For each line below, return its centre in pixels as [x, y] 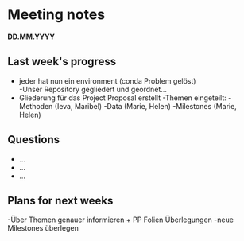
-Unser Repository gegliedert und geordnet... [93, 89]
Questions [34, 140]
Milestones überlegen [43, 228]
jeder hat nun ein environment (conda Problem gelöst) [107, 80]
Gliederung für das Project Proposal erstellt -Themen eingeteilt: [123, 98]
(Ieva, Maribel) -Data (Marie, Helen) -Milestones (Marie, [146, 106]
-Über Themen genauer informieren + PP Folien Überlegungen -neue [120, 220]
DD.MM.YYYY [31, 37]
